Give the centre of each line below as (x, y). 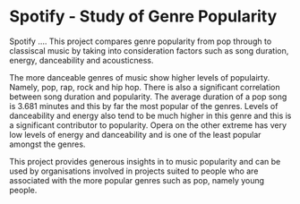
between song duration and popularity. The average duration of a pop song (148, 97)
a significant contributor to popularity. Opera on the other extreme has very (148, 125)
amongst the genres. (47, 144)
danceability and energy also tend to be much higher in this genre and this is (150, 115)
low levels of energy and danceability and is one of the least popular (135, 134)
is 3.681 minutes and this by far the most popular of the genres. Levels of (144, 106)
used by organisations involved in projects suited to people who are (134, 171)
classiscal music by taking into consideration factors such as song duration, (149, 50)
